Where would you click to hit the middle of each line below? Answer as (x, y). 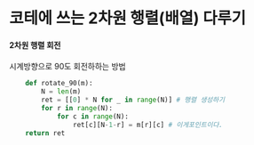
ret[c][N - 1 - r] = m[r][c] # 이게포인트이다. (148, 125)
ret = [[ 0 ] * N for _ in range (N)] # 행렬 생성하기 (133, 100)
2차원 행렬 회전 (35, 44)
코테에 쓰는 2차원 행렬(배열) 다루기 (127, 18)
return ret (45, 133)
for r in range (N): (77, 109)
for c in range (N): (92, 117)
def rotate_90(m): (59, 84)
